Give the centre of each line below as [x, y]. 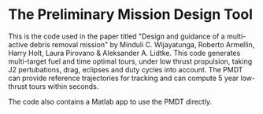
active [18, 44]
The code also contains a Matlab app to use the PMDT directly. [110, 101]
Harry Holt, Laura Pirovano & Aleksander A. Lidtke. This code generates [124, 53]
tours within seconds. [64, 86]
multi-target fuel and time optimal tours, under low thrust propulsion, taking [130, 61]
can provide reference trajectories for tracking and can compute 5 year [124, 78]
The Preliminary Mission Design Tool [131, 15]
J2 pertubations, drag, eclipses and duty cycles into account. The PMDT [126, 69]
